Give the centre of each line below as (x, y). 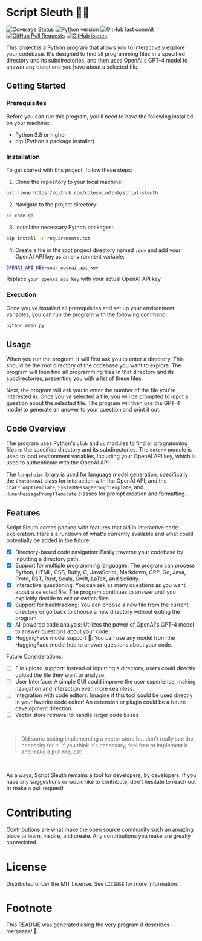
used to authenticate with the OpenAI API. (58, 463)
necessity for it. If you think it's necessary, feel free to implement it (104, 745)
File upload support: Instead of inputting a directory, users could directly (105, 668)
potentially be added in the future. (48, 540)
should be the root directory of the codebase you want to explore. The (94, 365)
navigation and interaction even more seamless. (75, 688)
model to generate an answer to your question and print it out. (83, 410)
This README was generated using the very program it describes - (90, 925)
